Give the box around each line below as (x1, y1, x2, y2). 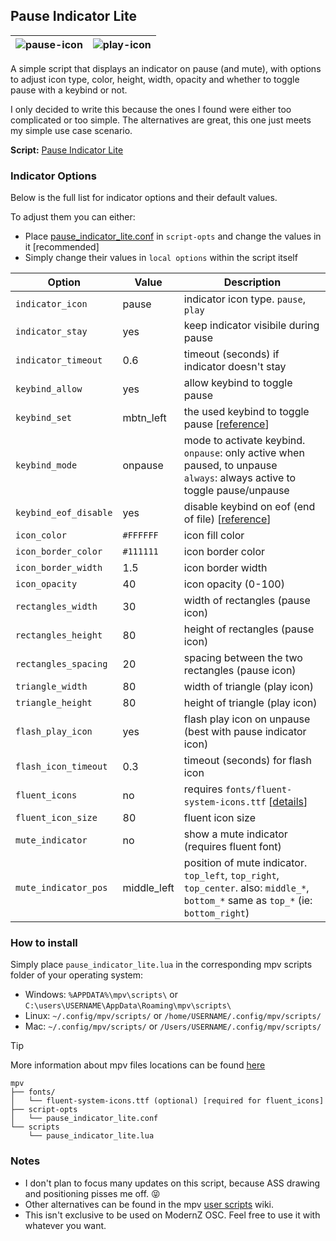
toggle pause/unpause (183, 484, 290, 498)
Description (223, 275, 282, 289)
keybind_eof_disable (15, 507, 113, 519)
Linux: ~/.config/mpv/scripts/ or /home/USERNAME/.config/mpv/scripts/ (24, 1010, 322, 1022)
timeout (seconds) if (183, 347, 280, 361)
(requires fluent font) (183, 840, 282, 854)
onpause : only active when (183, 446, 305, 460)
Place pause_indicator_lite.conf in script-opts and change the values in (24, 230, 322, 243)
